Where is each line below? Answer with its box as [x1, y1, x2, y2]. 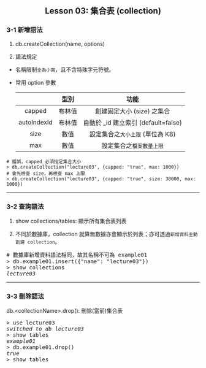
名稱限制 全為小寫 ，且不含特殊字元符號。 [15, 66, 115, 73]
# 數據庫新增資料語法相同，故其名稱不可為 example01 [6, 251, 148, 258]
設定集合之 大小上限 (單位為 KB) [89, 129, 176, 138]
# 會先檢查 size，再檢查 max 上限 [6, 171, 85, 177]
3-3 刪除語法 [6, 292, 44, 301]
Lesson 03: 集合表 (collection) [45, 6, 161, 17]
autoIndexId [18, 118, 53, 126]
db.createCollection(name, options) [15, 40, 105, 47]
